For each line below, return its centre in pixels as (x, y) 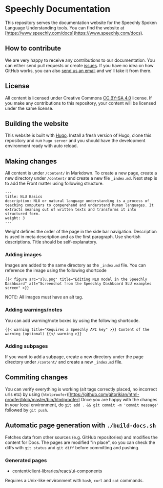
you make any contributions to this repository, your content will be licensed (81, 103)
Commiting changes (37, 378)
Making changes (31, 161)
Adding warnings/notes (34, 310)
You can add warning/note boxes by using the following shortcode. (72, 320)
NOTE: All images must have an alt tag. (44, 297)
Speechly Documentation (58, 9)
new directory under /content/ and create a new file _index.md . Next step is (81, 178)
